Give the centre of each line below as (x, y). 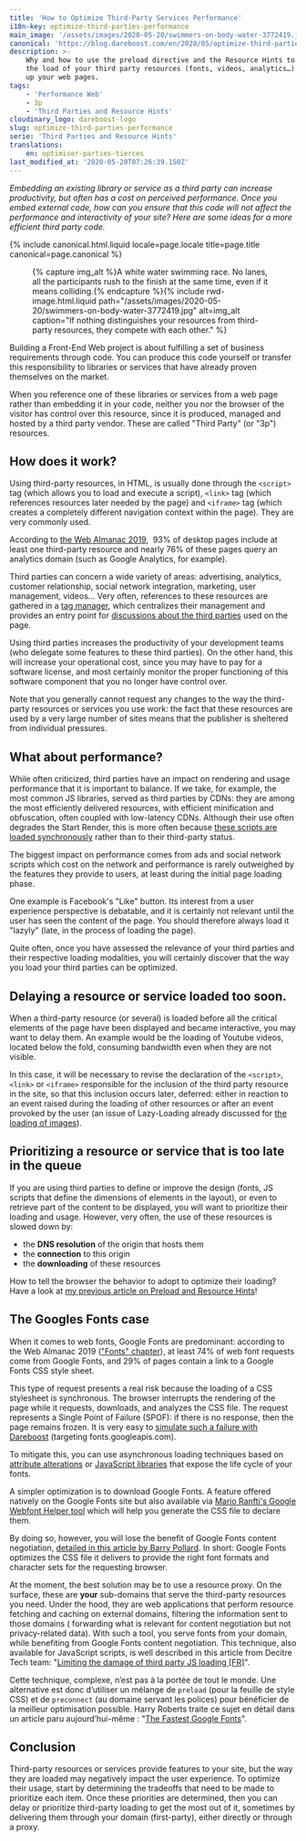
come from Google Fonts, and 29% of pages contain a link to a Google (142, 1361)
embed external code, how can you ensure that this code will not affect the (151, 207)
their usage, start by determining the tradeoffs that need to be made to (142, 1788)
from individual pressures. (58, 728)
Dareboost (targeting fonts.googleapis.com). (93, 1436)
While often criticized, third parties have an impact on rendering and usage (150, 779)
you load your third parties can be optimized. (94, 968)
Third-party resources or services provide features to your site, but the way (151, 1769)
